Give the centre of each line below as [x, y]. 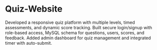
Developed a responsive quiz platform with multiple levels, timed [70, 22]
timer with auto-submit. [29, 43]
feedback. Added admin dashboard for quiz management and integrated [78, 38]
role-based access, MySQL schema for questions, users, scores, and [75, 33]
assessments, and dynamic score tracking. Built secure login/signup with [79, 27]
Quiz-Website [34, 9]
